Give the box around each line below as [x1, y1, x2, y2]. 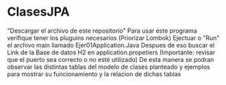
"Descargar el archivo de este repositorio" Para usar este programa [7, 27, 197, 35]
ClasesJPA [7, 4, 70, 20]
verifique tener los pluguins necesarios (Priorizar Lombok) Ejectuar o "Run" [7, 33, 220, 41]
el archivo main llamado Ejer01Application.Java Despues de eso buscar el [7, 41, 215, 49]
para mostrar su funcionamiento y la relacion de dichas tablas [7, 69, 181, 78]
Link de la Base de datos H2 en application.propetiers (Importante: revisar [7, 48, 216, 56]
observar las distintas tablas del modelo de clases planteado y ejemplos [7, 63, 210, 71]
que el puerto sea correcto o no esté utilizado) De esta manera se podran [7, 55, 214, 63]
